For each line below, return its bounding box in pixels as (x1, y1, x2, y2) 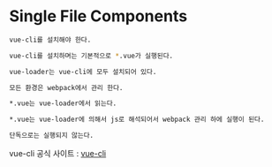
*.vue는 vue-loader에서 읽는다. (9, 99, 117, 108)
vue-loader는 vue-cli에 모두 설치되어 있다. (9, 67, 157, 76)
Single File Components (9, 6, 188, 27)
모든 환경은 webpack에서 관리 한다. (9, 83, 124, 92)
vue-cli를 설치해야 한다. (9, 35, 92, 44)
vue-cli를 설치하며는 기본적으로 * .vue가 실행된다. (9, 51, 174, 60)
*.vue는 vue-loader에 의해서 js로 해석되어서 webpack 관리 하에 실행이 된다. (9, 115, 265, 125)
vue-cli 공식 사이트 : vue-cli (9, 148, 107, 159)
